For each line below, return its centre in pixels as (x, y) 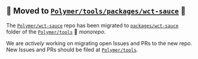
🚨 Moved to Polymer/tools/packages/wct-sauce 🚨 (96, 11)
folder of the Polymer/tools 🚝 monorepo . (56, 32)
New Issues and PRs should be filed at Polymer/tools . (72, 49)
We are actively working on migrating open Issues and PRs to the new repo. (99, 43)
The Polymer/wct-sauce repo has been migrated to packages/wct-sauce (92, 25)
